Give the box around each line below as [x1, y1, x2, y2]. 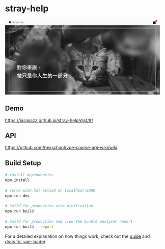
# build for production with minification [5, 204, 93, 209]
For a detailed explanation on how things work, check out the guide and [5, 233, 150, 239]
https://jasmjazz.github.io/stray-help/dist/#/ [5, 117, 93, 123]
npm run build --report [5, 224, 54, 229]
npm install [5, 178, 29, 183]
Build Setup [5, 158, 41, 167]
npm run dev [5, 193, 29, 198]
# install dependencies [5, 173, 54, 178]
